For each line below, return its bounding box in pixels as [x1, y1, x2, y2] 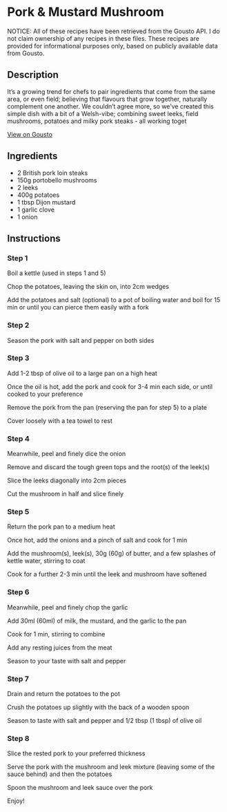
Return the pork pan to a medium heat [7, 522, 115, 531]
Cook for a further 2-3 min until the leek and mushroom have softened [7, 570, 207, 578]
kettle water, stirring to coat [7, 557, 86, 565]
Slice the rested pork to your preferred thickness [7, 749, 146, 757]
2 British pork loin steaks [17, 169, 88, 177]
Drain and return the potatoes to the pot [7, 690, 121, 698]
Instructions [7, 232, 61, 244]
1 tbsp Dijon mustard [17, 198, 76, 206]
